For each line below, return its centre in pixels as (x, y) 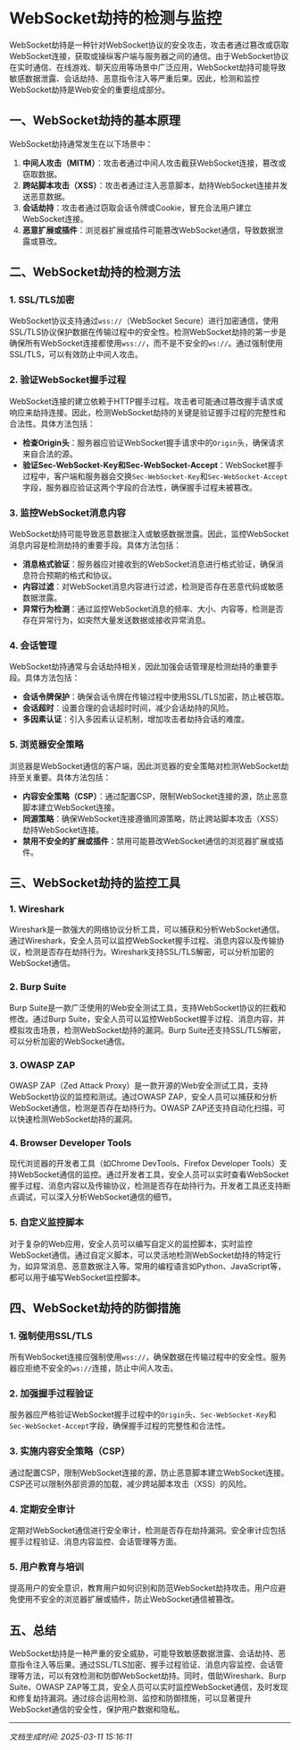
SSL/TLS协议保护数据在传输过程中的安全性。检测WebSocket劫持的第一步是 (148, 332)
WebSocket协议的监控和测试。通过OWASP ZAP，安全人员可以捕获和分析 (143, 1097)
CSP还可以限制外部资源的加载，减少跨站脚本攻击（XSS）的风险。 (130, 1483)
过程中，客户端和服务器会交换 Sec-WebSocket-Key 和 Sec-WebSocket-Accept (155, 476)
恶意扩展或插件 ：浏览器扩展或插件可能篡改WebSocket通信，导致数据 (149, 230)
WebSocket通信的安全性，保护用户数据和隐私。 (97, 1710)
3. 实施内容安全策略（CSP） (70, 1451)
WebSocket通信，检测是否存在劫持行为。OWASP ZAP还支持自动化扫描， (143, 1107)
